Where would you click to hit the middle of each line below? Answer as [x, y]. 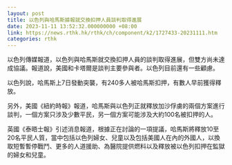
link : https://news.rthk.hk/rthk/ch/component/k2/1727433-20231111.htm [112, 33]
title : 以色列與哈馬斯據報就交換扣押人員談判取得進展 [75, 20]
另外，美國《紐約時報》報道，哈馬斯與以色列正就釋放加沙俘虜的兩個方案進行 [116, 106]
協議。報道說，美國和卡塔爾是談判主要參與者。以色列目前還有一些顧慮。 [116, 68]
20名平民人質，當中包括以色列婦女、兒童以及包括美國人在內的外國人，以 [111, 137]
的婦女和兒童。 [28, 155]
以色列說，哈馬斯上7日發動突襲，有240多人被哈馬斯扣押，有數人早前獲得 [112, 82]
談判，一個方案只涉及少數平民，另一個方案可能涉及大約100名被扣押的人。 [112, 115]
